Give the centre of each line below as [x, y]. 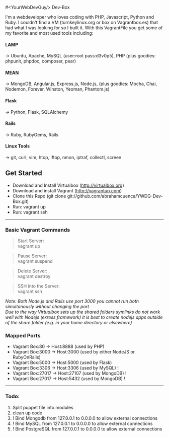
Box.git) [21, 201]
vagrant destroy [34, 276]
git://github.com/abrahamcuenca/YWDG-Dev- [115, 196]
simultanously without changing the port [47, 307]
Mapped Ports [23, 336]
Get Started [24, 173]
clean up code [27, 413]
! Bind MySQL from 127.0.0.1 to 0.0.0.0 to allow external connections [82, 423]
